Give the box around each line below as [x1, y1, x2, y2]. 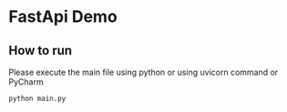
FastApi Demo [8, 6, 118, 27]
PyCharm [8, 76, 44, 87]
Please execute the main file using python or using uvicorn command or [8, 66, 279, 77]
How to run [8, 43, 73, 58]
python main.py [8, 94, 67, 103]
